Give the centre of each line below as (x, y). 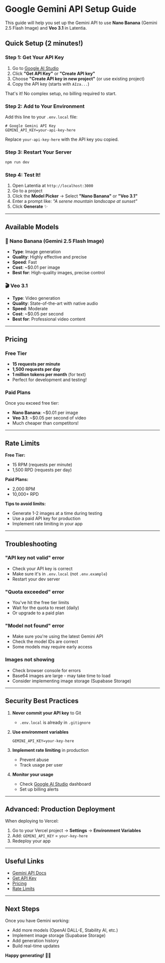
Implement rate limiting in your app (47, 524)
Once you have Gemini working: (37, 921)
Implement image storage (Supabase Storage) (59, 935)
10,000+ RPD (26, 494)
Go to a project (27, 191)
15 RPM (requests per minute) (42, 465)
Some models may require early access (52, 647)
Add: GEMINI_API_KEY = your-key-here (50, 836)
